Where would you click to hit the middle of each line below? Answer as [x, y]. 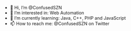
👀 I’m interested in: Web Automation [47, 13]
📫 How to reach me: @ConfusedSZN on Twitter [59, 24]
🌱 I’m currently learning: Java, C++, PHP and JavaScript [68, 18]
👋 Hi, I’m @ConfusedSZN [36, 8]
